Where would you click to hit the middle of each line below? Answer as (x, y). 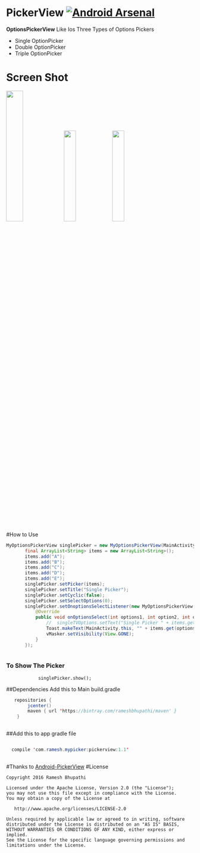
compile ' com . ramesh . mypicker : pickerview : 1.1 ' (70, 750)
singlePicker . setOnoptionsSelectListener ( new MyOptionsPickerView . (110, 606)
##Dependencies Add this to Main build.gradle (63, 689)
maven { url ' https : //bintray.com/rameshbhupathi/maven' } (102, 711)
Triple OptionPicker (38, 53)
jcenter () (40, 705)
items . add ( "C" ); (45, 568)
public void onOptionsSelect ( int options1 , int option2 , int (113, 617)
